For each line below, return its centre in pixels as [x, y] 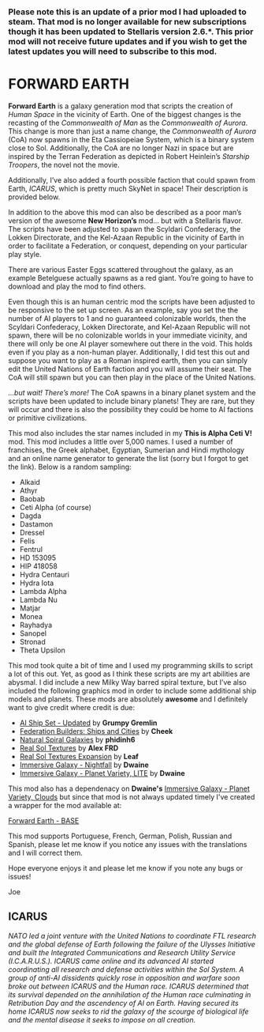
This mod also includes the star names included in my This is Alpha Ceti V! [130, 433]
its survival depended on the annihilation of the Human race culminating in [130, 994]
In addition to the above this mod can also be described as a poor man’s [125, 212]
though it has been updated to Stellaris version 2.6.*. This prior [131, 32]
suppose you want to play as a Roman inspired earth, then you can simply [128, 360]
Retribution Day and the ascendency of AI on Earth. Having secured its [123, 1003]
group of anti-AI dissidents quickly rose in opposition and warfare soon [124, 977]
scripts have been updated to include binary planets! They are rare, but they [132, 401]
